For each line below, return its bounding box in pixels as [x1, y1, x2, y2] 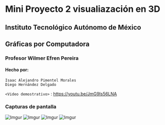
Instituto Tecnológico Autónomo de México [5, 23, 141, 32]
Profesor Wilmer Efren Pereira [5, 54, 79, 61]
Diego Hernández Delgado [5, 83, 56, 87]
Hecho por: [5, 67, 29, 73]
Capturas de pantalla [5, 103, 57, 110]
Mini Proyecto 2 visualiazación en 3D [5, 3, 161, 15]
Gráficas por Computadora [5, 40, 90, 48]
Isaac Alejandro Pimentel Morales [5, 78, 77, 83]
